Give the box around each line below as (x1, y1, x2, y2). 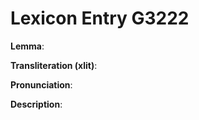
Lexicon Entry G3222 (10, 7, 190, 30)
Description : (10, 98, 63, 110)
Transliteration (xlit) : (10, 59, 98, 71)
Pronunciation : (10, 78, 73, 91)
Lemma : (10, 40, 45, 52)
